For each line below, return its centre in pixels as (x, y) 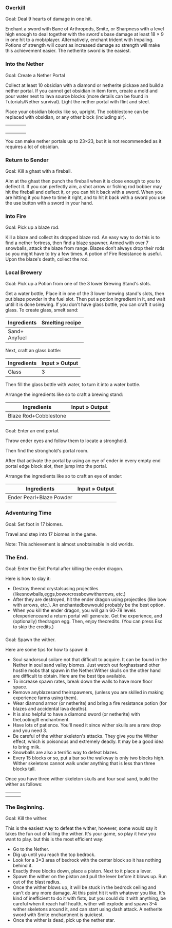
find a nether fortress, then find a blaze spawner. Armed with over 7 (77, 243)
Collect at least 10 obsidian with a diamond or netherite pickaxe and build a (84, 85)
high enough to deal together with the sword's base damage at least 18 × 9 (85, 34)
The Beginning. (25, 807)
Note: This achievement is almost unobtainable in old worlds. (70, 544)
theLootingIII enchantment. (41, 719)
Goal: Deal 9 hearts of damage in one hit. (49, 19)
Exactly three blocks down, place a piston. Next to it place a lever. (82, 871)
